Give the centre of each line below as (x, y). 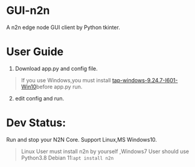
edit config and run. (40, 98)
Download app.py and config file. (56, 68)
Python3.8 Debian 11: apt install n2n (67, 157)
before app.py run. (59, 87)
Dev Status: (36, 123)
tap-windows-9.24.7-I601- (145, 80)
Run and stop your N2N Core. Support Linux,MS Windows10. (82, 139)
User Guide (35, 52)
